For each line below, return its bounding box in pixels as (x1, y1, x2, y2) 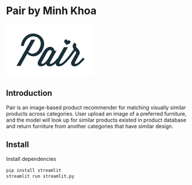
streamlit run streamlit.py (6, 173, 75, 179)
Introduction (6, 88, 53, 98)
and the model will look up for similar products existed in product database (6, 116, 186, 123)
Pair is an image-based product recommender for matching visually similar (6, 104, 186, 111)
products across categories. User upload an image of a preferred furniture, (6, 110, 187, 117)
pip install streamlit (6, 167, 61, 173)
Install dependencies (6, 155, 57, 162)
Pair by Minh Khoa (6, 4, 97, 18)
